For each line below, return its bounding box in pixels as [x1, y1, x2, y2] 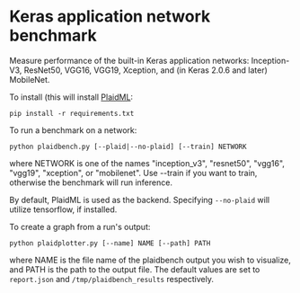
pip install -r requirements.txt [9, 109, 135, 118]
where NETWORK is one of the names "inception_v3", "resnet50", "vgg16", [9, 157, 286, 168]
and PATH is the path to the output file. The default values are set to [9, 263, 260, 275]
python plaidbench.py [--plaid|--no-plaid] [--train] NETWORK [9, 142, 247, 151]
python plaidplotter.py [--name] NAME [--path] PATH [9, 238, 211, 248]
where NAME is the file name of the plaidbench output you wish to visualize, [9, 254, 292, 265]
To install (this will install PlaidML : [9, 92, 133, 102]
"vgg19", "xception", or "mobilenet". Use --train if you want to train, [9, 167, 258, 178]
